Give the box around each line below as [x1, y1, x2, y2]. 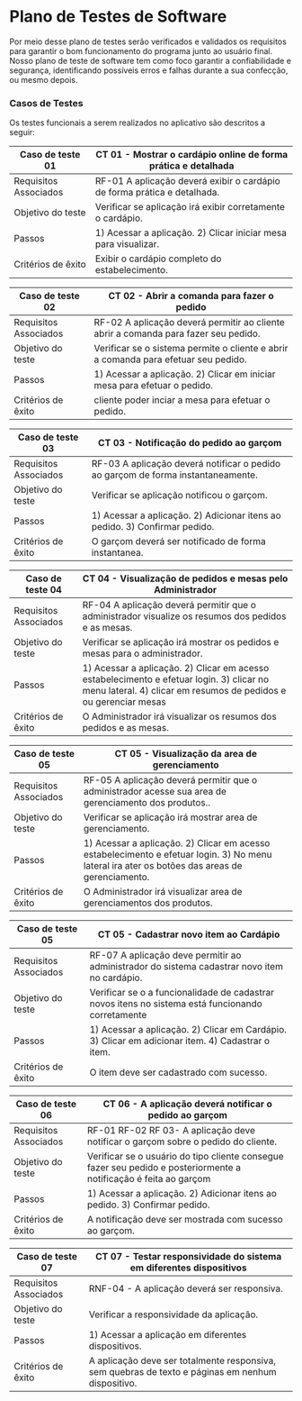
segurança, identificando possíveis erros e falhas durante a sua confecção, [9, 65, 289, 76]
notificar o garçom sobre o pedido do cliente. [86, 1135, 278, 1148]
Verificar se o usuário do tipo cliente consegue [86, 1151, 285, 1163]
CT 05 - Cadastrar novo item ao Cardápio [97, 928, 280, 941]
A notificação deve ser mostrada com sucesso [86, 1214, 283, 1226]
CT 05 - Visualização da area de [114, 748, 258, 760]
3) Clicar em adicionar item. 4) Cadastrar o [89, 1034, 271, 1047]
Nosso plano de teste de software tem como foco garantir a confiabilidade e [9, 55, 292, 66]
